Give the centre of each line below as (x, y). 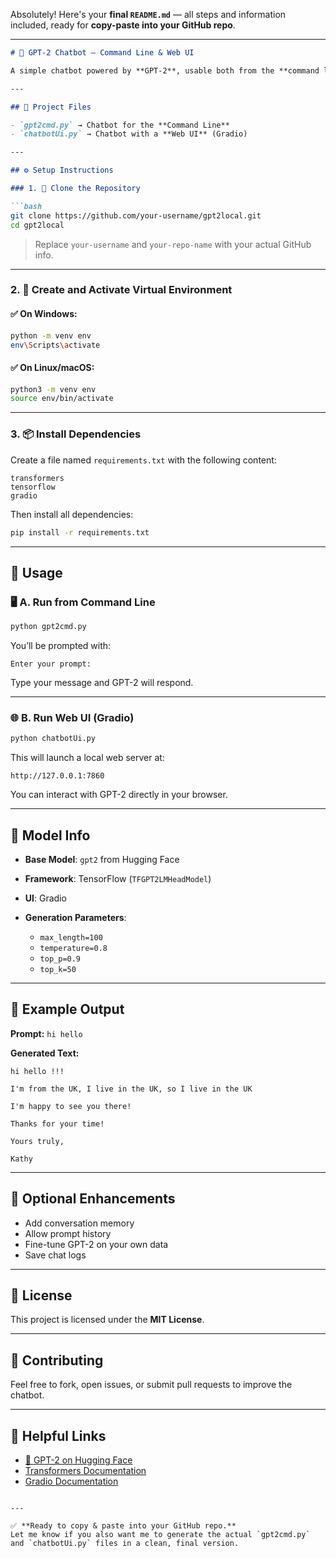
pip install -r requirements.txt (80, 532)
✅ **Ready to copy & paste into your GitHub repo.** (123, 1526)
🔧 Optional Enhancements (93, 1199)
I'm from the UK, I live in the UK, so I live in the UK (131, 1089)
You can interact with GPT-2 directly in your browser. (119, 795)
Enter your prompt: (51, 664)
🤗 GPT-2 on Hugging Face (78, 1460)
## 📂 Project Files (51, 107)
